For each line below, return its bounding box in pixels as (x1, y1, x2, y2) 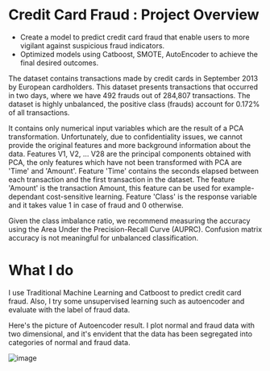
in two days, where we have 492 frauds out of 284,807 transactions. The (8, 90, 251, 100)
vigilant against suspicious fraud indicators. (19, 40, 165, 50)
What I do (8, 262, 74, 279)
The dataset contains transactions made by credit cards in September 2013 (8, 73, 259, 83)
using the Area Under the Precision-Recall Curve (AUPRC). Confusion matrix (8, 224, 263, 234)
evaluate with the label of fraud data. (8, 304, 131, 315)
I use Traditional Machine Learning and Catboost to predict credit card (8, 287, 242, 297)
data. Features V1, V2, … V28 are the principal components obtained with (8, 149, 251, 159)
